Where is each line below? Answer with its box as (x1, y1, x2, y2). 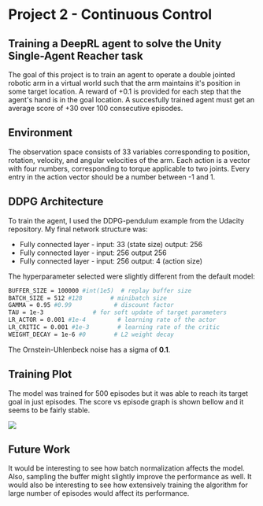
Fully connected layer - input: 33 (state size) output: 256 (19, 239, 203, 249)
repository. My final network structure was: (8, 224, 148, 234)
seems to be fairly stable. (8, 405, 91, 415)
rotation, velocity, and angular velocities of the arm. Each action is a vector (8, 155, 250, 164)
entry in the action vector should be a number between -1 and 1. (8, 172, 216, 182)
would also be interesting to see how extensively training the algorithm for (8, 480, 248, 489)
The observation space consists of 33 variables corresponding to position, (8, 147, 250, 157)
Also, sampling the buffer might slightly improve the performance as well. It (8, 472, 252, 482)
